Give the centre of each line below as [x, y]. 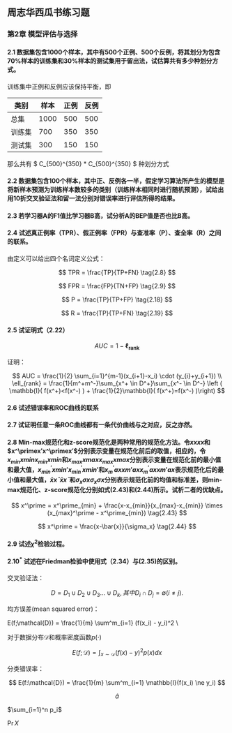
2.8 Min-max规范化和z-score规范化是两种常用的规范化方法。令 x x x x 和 [109, 442]
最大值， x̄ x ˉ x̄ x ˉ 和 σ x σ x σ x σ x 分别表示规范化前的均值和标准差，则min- [124, 480]
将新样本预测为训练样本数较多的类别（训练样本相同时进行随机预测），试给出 [116, 190]
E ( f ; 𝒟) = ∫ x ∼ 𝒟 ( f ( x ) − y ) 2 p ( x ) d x [117, 653]
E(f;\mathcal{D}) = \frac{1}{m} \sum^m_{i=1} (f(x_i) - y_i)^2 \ [93, 623]
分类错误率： [25, 668]
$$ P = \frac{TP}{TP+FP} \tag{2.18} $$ [117, 299]
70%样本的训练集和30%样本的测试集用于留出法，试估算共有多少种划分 [110, 61]
